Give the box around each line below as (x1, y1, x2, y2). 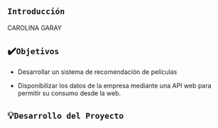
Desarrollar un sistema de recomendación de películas (17, 68, 178, 76)
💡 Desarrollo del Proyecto (7, 110, 124, 122)
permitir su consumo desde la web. (17, 89, 121, 97)
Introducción (7, 6, 65, 17)
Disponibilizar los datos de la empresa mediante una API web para (17, 81, 212, 90)
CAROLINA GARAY (7, 23, 62, 32)
